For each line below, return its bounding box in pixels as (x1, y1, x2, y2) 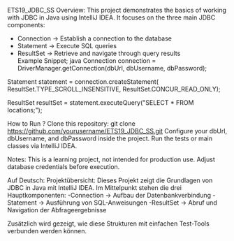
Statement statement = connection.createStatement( (7, 78, 159, 86)
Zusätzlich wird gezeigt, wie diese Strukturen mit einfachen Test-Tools (7, 219, 210, 228)
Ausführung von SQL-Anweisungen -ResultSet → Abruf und (45, 198, 218, 207)
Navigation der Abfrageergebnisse (7, 206, 107, 214)
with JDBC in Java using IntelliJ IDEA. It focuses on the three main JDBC (7, 13, 216, 22)
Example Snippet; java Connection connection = (17, 57, 156, 65)
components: (7, 21, 45, 29)
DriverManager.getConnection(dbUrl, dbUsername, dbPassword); (17, 64, 207, 72)
